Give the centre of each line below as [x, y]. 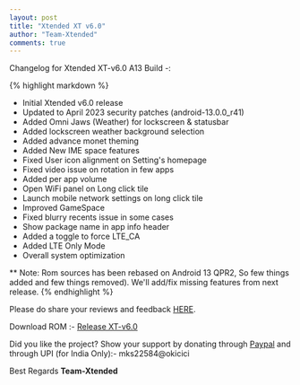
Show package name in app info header [96, 227]
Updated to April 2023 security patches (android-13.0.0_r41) [133, 112]
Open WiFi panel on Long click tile [86, 188]
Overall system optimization [73, 256]
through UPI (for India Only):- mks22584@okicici [99, 354]
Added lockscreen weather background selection [113, 132]
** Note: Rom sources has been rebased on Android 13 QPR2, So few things [149, 273]
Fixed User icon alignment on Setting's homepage [115, 160]
